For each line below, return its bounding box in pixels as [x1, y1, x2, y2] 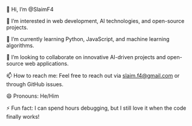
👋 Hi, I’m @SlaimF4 [6, 6, 54, 13]
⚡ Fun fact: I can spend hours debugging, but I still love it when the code [6, 104, 187, 112]
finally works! [6, 113, 40, 120]
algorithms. [6, 42, 34, 49]
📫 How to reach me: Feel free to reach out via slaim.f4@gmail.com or [6, 72, 180, 79]
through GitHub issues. [6, 81, 64, 87]
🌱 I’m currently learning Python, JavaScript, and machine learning [6, 36, 170, 42]
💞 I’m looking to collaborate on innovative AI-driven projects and [6, 54, 166, 60]
